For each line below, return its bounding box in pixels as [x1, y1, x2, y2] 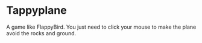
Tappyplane [6, 4, 68, 17]
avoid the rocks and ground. [6, 29, 77, 36]
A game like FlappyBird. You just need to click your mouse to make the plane [6, 23, 197, 30]
